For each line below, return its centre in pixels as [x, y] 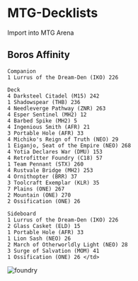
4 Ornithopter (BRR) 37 [42, 176]
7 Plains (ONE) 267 [36, 189]
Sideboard [22, 214]
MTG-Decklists [53, 13]
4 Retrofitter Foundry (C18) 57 [55, 158]
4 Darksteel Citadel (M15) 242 [53, 96]
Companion [22, 71]
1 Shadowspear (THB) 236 [44, 102]
